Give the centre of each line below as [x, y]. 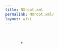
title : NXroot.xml [24, 10]
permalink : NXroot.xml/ [30, 14]
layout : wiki [19, 19]
